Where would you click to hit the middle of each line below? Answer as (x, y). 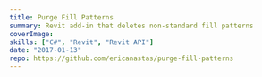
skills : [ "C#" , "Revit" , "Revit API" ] (81, 42)
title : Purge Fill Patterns (62, 17)
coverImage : (31, 34)
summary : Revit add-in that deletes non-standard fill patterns (131, 26)
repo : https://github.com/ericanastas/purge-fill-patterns (122, 58)
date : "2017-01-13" (46, 50)
